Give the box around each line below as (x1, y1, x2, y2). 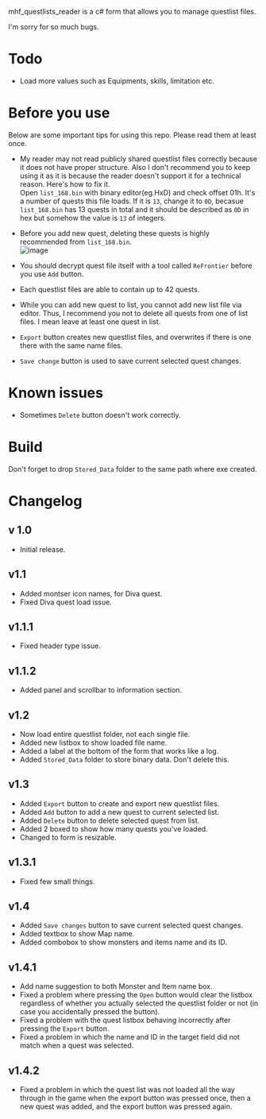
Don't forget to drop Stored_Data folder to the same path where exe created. (8, 464, 257, 473)
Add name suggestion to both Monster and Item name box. (19, 982, 213, 991)
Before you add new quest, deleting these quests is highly (19, 228, 210, 237)
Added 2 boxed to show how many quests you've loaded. (19, 824, 208, 833)
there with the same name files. (19, 341, 123, 350)
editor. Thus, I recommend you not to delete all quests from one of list (19, 308, 249, 318)
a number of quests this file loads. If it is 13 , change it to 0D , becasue (19, 196, 244, 206)
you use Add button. (19, 269, 84, 279)
